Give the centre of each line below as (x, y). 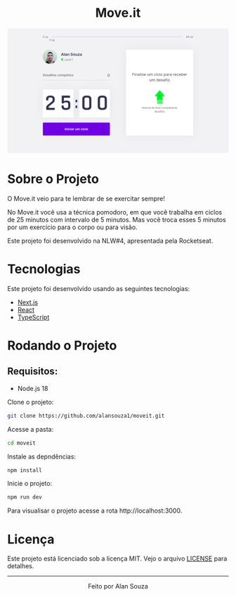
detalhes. (21, 566)
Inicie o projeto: (30, 484)
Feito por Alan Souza (118, 586)
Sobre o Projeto (53, 179)
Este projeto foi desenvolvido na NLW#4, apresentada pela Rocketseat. (110, 240)
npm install (25, 470)
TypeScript (33, 317)
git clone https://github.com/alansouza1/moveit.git (86, 416)
